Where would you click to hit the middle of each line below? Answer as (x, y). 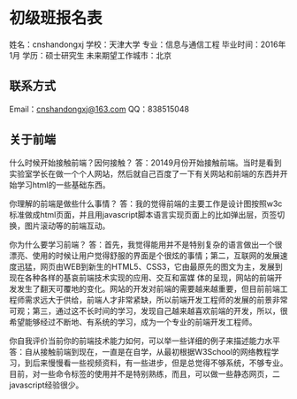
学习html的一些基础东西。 (63, 184)
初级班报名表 (56, 18)
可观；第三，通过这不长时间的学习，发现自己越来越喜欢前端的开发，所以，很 (148, 311)
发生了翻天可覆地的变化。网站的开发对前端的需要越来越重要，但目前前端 (148, 288)
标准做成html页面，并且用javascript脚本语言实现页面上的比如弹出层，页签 (143, 214)
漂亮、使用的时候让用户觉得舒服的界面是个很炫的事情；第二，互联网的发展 (145, 255)
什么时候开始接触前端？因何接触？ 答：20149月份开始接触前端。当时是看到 (145, 162)
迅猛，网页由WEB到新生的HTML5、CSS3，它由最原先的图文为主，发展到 (149, 266)
